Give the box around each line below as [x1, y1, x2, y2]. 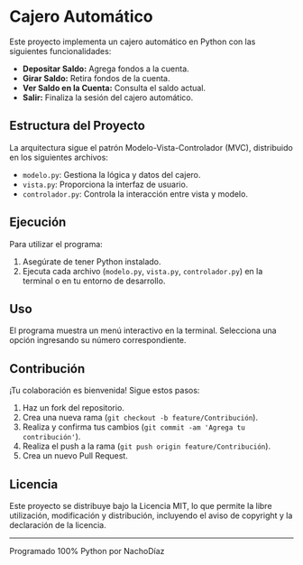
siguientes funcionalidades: [9, 45, 112, 56]
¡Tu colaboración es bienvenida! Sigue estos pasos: [9, 385, 200, 396]
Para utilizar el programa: [9, 238, 104, 249]
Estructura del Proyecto [9, 118, 146, 134]
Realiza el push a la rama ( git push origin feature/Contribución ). [22, 440, 271, 452]
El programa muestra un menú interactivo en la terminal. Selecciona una [9, 325, 277, 336]
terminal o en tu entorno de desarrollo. [22, 275, 166, 286]
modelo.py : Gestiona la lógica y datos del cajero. [22, 169, 201, 180]
